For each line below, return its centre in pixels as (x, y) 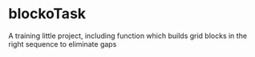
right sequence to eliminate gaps (63, 44)
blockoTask (47, 14)
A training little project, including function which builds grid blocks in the (127, 36)
